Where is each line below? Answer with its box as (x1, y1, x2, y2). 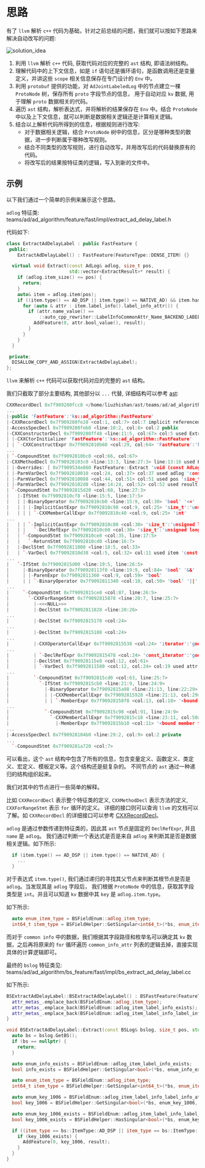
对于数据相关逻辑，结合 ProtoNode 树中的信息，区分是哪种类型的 (24, 128, 186, 135)
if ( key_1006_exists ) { (17, 1133, 78, 1139)
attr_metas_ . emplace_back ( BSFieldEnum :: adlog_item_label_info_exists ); (12, 1004, 198, 1011)
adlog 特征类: (6, 209, 40, 216)
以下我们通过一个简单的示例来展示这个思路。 (6, 196, 119, 203)
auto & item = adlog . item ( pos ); (17, 291, 97, 297)
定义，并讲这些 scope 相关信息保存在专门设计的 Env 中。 (15, 75, 156, 82)
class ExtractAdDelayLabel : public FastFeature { (6, 240, 138, 246)
